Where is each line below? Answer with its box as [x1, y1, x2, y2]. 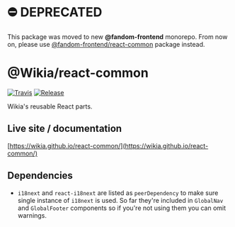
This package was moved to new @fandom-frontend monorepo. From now [7, 32, 228, 41]
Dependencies [7, 170, 73, 182]
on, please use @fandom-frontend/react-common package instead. [7, 40, 205, 48]
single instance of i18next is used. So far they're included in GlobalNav [17, 196, 224, 204]
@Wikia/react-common [7, 65, 149, 81]
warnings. [17, 211, 47, 219]
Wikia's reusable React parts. [7, 102, 93, 111]
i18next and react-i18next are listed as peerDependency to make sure [17, 188, 219, 197]
